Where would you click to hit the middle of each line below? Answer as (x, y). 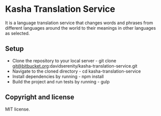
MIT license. (18, 109)
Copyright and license (40, 97)
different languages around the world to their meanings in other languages (80, 28)
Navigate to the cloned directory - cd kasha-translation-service (77, 71)
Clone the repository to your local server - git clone (64, 61)
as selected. (17, 33)
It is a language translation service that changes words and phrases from (79, 23)
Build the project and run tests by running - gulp (61, 81)
